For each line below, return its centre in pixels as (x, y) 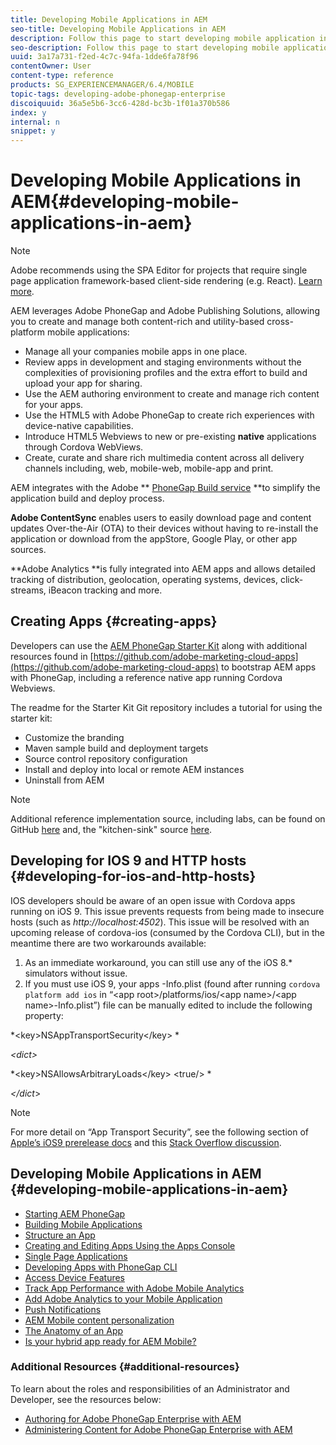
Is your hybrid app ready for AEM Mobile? (110, 1341)
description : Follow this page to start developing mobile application (162, 38)
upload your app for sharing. (83, 383)
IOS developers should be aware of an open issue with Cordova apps (153, 900)
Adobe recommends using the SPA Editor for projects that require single (159, 270)
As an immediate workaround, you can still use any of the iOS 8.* (158, 962)
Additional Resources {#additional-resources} (125, 1367)
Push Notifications (63, 1309)
